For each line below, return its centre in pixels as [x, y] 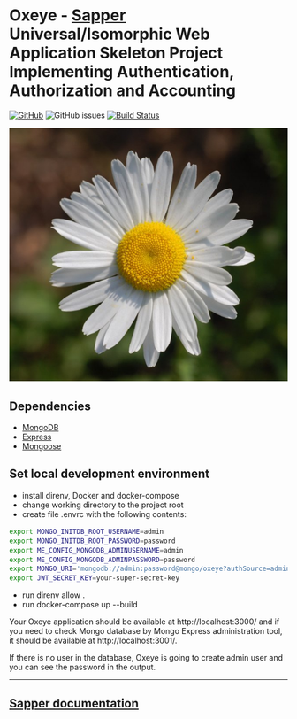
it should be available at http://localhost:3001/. [93, 641]
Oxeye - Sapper [68, 15]
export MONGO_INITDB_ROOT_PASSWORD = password [92, 541]
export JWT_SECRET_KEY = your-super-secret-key [94, 578]
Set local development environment [110, 474]
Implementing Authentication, [122, 72]
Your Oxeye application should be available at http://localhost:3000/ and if [145, 622]
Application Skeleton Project [116, 53]
